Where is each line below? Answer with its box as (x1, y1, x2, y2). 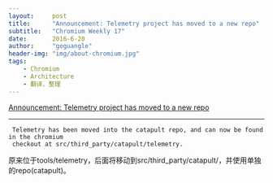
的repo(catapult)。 (8, 165, 71, 175)
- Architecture (23, 72, 75, 81)
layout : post (8, 11, 67, 20)
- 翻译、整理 (23, 80, 61, 88)
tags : (8, 58, 27, 66)
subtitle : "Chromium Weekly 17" (8, 27, 126, 35)
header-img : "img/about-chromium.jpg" (8, 50, 140, 58)
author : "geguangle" (8, 42, 93, 50)
